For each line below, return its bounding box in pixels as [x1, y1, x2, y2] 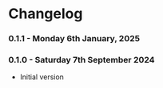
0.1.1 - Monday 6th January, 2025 [8, 33, 141, 44]
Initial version [19, 72, 64, 82]
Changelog [8, 5, 83, 23]
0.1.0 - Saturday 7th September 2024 [8, 55, 155, 66]
